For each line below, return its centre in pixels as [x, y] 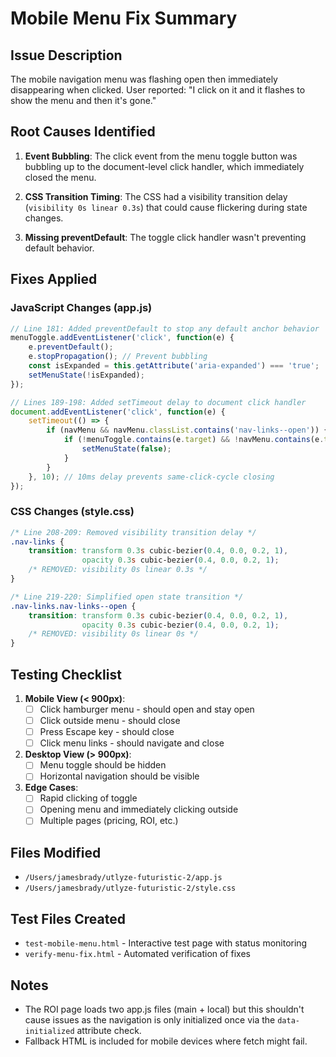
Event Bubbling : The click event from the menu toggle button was [161, 156]
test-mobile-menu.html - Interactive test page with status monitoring [166, 943]
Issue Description [66, 55]
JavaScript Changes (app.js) [81, 308]
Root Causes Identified [83, 132]
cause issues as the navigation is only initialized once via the [150, 1019]
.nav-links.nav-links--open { [73, 606]
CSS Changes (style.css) [72, 512]
